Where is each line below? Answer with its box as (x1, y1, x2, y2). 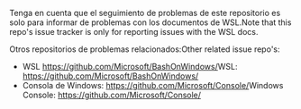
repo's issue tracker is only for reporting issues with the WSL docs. (9, 27, 259, 37)
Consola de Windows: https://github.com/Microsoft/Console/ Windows (22, 80, 284, 90)
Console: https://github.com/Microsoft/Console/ (22, 89, 201, 100)
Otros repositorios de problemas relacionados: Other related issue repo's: (9, 44, 281, 54)
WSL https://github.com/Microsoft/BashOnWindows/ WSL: (22, 62, 238, 71)
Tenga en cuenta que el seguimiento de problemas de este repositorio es (9, 8, 281, 18)
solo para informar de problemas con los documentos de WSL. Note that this (9, 17, 292, 28)
